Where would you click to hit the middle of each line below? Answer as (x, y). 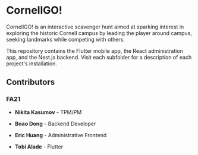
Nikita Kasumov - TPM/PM (48, 112)
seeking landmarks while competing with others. (65, 39)
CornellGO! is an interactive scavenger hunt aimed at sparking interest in (95, 27)
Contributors (31, 82)
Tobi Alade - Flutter (39, 147)
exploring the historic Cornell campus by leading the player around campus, (99, 33)
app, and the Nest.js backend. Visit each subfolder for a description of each (99, 57)
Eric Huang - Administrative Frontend (61, 135)
